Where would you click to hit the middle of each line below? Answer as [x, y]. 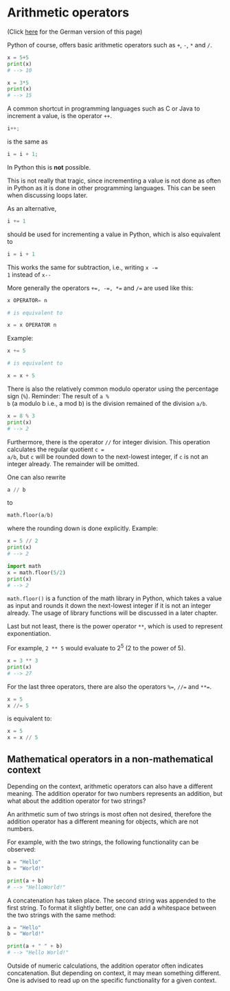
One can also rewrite [37, 477]
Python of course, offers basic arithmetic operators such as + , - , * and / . [110, 45]
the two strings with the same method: [61, 915]
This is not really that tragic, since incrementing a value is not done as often [114, 181]
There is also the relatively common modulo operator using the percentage [113, 389]
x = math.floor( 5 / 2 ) [37, 572]
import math [24, 566]
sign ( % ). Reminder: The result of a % [58, 396]
